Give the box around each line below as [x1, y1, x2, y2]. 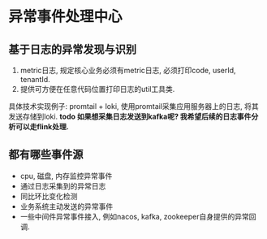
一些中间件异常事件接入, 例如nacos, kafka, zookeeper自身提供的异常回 [19, 211, 256, 221]
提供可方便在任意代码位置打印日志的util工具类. [19, 85, 175, 93]
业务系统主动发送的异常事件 [19, 201, 114, 211]
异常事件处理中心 [8, 7, 123, 26]
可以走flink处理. [15, 122, 69, 131]
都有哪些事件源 [8, 148, 84, 162]
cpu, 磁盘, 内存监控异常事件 [19, 171, 113, 180]
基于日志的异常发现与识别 [8, 42, 136, 56]
